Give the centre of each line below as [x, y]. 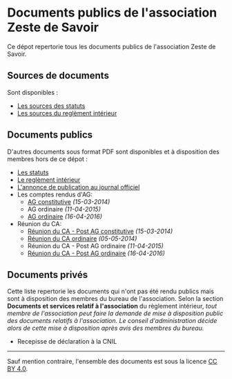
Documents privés [48, 275]
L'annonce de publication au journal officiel [78, 187]
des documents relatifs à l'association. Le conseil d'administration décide [112, 321]
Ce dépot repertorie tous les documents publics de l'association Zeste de [112, 46]
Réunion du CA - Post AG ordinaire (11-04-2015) [95, 246]
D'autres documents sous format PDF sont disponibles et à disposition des [113, 151]
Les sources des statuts [51, 106]
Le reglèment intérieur [49, 179]
